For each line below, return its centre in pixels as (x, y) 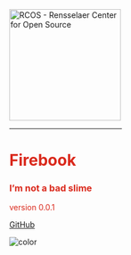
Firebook (43, 160)
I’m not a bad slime (51, 188)
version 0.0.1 (32, 208)
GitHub (22, 225)
